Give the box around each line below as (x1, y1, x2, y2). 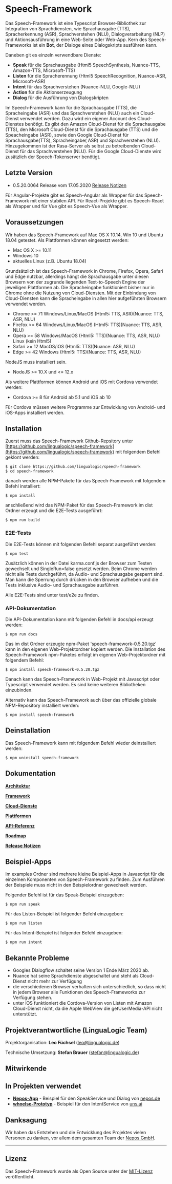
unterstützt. (12, 1011, 37, 1017)
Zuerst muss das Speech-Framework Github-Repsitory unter (5, 438, 133, 444)
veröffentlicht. (5, 1173, 35, 1179)
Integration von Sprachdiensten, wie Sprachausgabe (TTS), (5, 25, 131, 31)
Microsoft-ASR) (12, 78, 46, 84)
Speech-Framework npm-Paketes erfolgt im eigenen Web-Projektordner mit (5, 651, 166, 657)
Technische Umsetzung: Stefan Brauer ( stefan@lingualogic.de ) (5, 1049, 140, 1056)
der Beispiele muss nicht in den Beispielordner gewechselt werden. (5, 882, 147, 888)
